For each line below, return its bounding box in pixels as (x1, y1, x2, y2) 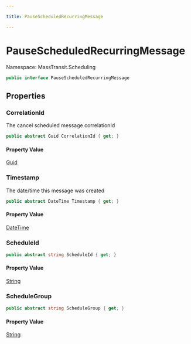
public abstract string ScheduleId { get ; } (6, 251, 117, 258)
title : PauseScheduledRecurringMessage (6, 13, 104, 19)
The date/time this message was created (6, 187, 105, 194)
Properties (6, 91, 46, 101)
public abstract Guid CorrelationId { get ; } (6, 133, 119, 139)
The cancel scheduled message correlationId (6, 122, 115, 129)
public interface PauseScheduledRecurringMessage (6, 74, 130, 81)
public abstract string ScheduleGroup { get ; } (6, 305, 125, 311)
